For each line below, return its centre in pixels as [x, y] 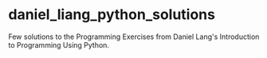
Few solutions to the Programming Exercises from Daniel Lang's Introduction [134, 37]
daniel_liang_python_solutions [112, 15]
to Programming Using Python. [59, 44]
